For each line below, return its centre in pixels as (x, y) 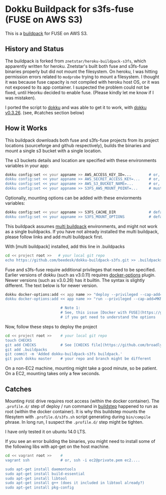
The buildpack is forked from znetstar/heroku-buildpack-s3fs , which (76, 61)
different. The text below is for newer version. (51, 285)
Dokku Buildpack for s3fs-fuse (70, 9)
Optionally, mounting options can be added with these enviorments (73, 198)
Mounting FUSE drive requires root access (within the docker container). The (82, 401)
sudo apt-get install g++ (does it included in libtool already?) (75, 483)
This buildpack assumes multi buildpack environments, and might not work (81, 226)
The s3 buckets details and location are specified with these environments (81, 160)
